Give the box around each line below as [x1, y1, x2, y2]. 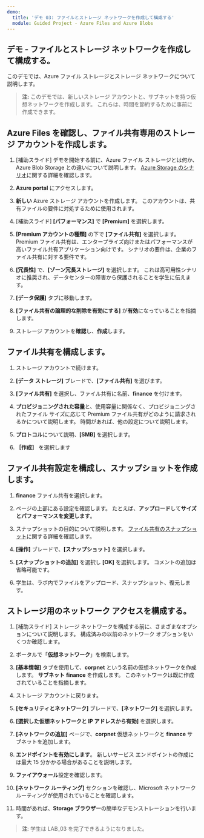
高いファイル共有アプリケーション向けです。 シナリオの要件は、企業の [15, 246, 192, 253]
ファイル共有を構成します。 [7, 347, 110, 357]
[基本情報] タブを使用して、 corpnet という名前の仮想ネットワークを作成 [15, 664, 197, 671]
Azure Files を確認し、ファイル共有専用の [7, 128, 164, 138]
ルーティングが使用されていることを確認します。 [15, 792, 137, 799]
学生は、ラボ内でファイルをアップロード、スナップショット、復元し [15, 579, 185, 586]
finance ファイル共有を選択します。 [15, 491, 105, 499]
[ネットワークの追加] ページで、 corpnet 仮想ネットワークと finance [15, 731, 186, 738]
